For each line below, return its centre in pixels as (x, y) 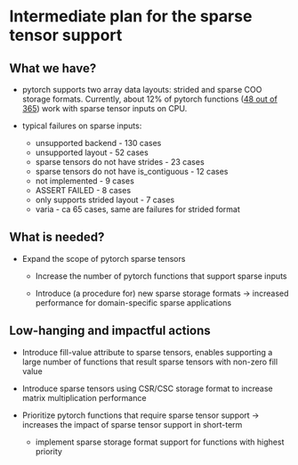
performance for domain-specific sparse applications (133, 302)
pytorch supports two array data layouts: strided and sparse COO (142, 90)
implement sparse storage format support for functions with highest (160, 442)
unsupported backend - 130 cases (98, 143)
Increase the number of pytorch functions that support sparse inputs (161, 276)
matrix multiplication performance (84, 397)
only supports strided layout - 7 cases (105, 200)
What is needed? (57, 237)
